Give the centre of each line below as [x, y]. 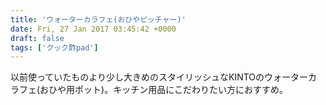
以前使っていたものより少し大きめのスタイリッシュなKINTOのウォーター [159, 77]
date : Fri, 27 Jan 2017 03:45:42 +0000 [93, 29]
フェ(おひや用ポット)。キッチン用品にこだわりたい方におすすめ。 [153, 90]
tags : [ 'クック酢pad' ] [54, 47]
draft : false [37, 38]
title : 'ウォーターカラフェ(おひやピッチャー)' [98, 19]
